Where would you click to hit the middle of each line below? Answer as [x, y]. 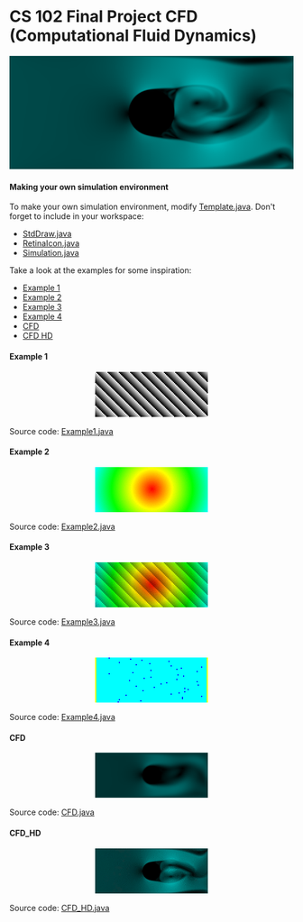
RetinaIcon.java [51, 243]
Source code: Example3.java [62, 622]
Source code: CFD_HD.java [60, 908]
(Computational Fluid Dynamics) [133, 36]
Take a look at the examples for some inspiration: [101, 270]
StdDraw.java [47, 234]
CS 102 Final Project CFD [104, 17]
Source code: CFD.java [52, 812]
